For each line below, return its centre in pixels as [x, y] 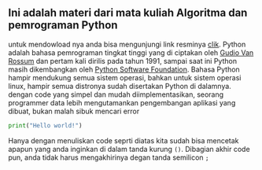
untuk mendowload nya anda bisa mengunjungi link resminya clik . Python [127, 44]
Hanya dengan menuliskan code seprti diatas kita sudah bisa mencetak [124, 140]
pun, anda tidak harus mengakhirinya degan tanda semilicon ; [109, 157]
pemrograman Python [63, 26]
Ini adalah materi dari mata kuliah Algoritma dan [128, 13]
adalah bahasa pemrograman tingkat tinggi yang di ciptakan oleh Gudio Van [131, 52]
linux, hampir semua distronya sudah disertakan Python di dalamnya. [120, 86]
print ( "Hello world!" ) [45, 125]
